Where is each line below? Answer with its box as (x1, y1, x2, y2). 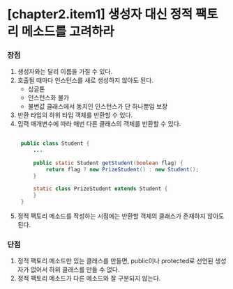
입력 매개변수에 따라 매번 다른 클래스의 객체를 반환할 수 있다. (17, 120, 181, 128)
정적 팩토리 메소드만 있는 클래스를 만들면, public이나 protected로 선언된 (17, 257, 214, 265)
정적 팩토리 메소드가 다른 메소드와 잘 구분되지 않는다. (17, 274, 161, 283)
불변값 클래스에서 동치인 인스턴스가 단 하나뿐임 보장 (27, 102, 168, 111)
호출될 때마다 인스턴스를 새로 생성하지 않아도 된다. (17, 76, 153, 84)
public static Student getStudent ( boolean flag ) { (33, 159, 183, 166)
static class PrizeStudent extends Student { (33, 185, 168, 192)
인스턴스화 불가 (27, 93, 70, 102)
